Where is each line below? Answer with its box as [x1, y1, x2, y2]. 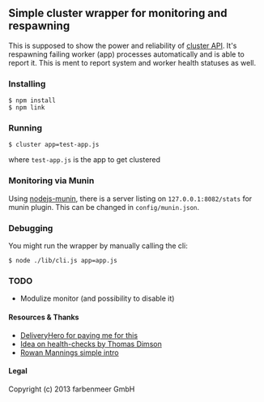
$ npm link [8, 104, 45, 112]
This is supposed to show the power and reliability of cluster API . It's [8, 41, 237, 50]
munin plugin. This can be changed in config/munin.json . [8, 202, 200, 212]
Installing [8, 78, 46, 89]
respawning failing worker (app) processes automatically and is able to [8, 49, 245, 59]
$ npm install [8, 96, 57, 105]
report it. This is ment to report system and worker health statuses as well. [8, 58, 257, 67]
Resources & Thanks [8, 312, 79, 322]
